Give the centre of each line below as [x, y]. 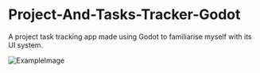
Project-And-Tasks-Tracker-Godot [124, 15]
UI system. [26, 44]
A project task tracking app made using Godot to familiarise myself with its [130, 36]
